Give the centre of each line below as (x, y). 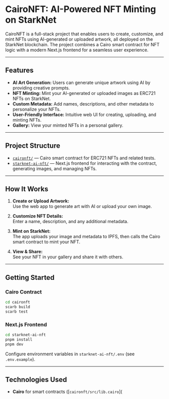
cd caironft (18, 303)
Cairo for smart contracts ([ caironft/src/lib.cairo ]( (67, 392)
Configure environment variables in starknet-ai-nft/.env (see (70, 354)
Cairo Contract (24, 291)
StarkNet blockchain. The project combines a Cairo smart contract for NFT (82, 44)
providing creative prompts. (41, 88)
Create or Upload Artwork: (41, 201)
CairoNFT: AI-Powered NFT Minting (81, 9)
